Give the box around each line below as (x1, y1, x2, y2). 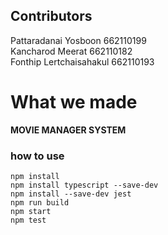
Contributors (10, 8, 93, 25)
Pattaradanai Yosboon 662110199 (10, 34, 147, 46)
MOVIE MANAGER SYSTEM (10, 124, 127, 136)
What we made (10, 91, 138, 113)
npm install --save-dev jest (10, 189, 132, 199)
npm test (10, 215, 47, 226)
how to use (10, 149, 65, 163)
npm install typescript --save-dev (10, 180, 159, 191)
